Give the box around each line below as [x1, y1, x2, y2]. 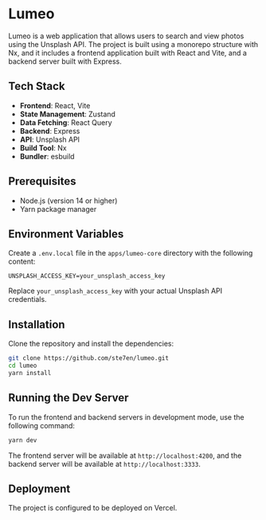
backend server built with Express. [8, 57, 122, 66]
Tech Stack [8, 80, 65, 93]
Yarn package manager [19, 204, 97, 213]
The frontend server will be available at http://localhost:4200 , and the [8, 451, 242, 460]
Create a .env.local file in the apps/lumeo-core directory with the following [8, 248, 253, 258]
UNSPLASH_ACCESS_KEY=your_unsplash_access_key [8, 272, 166, 280]
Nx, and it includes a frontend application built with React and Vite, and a [8, 48, 247, 57]
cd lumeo [8, 362, 37, 370]
